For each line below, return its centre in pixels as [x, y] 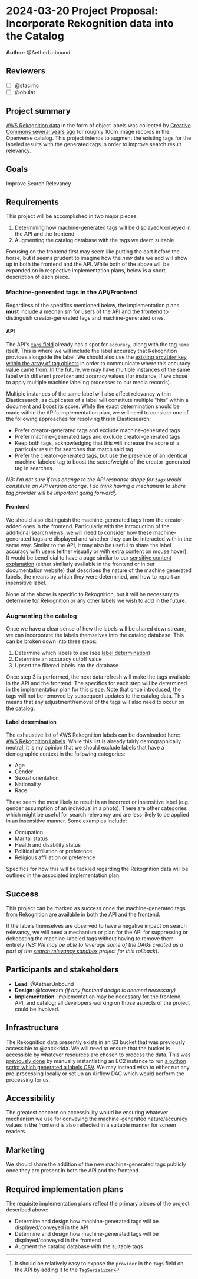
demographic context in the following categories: [66, 754]
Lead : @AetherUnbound [44, 984]
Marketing [26, 1150]
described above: [27, 1210]
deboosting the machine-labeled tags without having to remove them [90, 938]
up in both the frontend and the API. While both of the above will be [88, 264]
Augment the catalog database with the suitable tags [79, 1246]
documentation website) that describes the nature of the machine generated [99, 570]
